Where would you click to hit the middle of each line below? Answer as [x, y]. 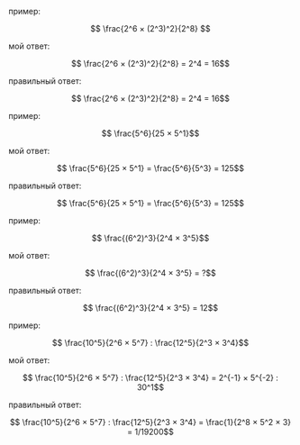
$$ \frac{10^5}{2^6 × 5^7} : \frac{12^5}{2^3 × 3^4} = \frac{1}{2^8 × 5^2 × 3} [150, 422]
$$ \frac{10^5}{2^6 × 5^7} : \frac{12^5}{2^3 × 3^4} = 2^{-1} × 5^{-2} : [150, 377]
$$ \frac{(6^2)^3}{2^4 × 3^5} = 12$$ [150, 308]
